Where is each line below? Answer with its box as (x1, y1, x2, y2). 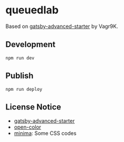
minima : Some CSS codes (13, 130, 77, 137)
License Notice (5, 102, 61, 112)
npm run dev (5, 55, 35, 61)
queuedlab (5, 3, 59, 17)
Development (5, 40, 56, 49)
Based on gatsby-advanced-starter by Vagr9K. (5, 23, 118, 30)
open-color (13, 123, 42, 131)
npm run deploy (5, 86, 43, 92)
